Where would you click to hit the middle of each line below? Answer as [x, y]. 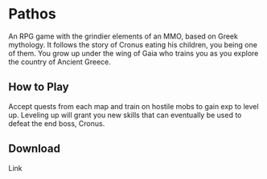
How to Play [39, 87]
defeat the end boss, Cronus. [57, 123]
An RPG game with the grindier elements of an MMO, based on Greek [123, 36]
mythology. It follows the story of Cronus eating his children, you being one [133, 44]
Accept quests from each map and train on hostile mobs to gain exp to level [133, 106]
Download [34, 149]
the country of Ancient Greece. [60, 62]
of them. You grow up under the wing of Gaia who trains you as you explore [133, 53]
